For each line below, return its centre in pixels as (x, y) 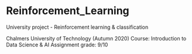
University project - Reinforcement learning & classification (77, 27)
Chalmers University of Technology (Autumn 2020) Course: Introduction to (96, 38)
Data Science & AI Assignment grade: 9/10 (57, 45)
